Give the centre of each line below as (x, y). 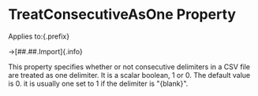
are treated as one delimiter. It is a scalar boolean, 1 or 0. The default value (129, 75)
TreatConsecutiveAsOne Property (122, 15)
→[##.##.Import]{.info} (45, 51)
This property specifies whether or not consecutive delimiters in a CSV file (129, 66)
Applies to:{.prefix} (39, 36)
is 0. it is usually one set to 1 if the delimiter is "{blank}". (98, 83)
